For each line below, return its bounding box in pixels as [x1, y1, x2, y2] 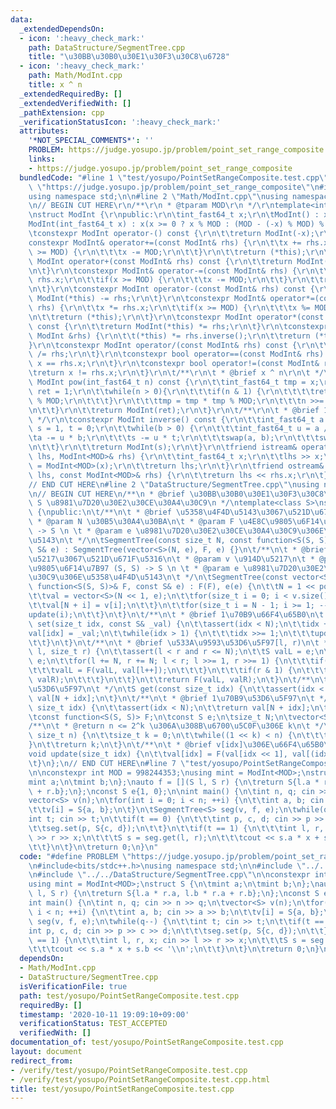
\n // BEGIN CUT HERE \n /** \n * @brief [28, 489, 186, 499]
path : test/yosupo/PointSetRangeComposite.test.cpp [19, 991, 240, 1001]
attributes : [19, 126, 70, 136]
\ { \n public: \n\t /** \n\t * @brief [28, 507, 172, 518]
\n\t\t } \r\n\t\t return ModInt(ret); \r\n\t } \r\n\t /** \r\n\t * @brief [28, 405, 320, 415]
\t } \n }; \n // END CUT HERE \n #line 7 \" [28, 758, 190, 768]
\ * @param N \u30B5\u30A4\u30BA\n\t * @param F [28, 517, 235, 527]
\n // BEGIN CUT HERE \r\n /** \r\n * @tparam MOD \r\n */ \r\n [28, 201, 275, 211]
